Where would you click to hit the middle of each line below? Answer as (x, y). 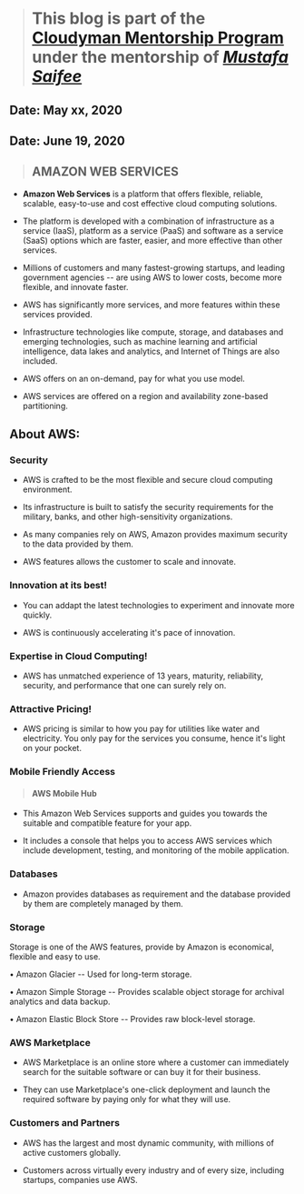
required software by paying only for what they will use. (127, 1099)
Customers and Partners (65, 1123)
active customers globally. (71, 1152)
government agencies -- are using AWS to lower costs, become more (152, 277)
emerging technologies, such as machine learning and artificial (140, 341)
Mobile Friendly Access (63, 772)
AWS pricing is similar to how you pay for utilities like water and (141, 729)
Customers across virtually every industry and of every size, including (153, 1170)
